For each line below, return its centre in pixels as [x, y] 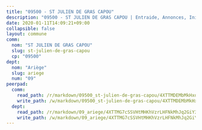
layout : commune [26, 34]
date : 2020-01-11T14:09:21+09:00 [48, 23]
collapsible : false [31, 28]
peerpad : [17, 84]
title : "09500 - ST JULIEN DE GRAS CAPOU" [60, 12]
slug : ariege [28, 73]
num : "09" [24, 78]
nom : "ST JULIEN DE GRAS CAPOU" [52, 46]
